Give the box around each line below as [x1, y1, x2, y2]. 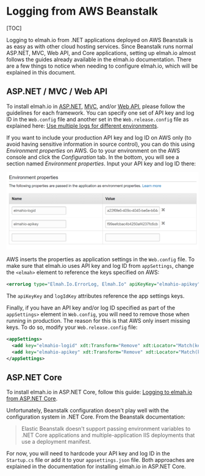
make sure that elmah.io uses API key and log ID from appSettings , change [6, 262, 194, 270]
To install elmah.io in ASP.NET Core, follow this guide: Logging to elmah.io [6, 389, 192, 396]
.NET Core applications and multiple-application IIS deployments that [21, 431, 195, 439]
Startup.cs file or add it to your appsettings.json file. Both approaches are [6, 456, 195, 464]
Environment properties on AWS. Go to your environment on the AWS [6, 146, 181, 154]
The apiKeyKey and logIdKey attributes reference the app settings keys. [6, 292, 185, 300]
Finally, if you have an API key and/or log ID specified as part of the [6, 304, 176, 311]
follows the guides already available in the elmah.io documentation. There [6, 56, 192, 63]
